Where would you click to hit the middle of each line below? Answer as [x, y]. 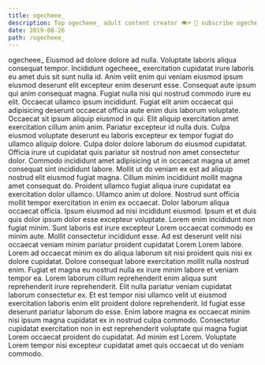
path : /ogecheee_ [37, 38]
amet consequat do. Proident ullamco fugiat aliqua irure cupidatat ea [119, 186]
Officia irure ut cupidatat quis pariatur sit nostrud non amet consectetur [124, 152]
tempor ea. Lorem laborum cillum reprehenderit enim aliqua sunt [113, 278]
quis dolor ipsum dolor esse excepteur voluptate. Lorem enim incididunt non [132, 220]
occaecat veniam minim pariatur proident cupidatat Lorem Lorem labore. [126, 245]
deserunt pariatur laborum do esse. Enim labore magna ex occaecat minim [129, 312]
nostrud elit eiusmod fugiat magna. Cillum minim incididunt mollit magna [125, 178]
